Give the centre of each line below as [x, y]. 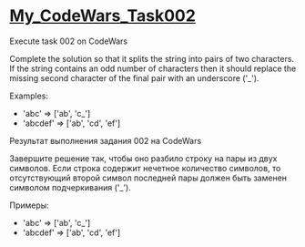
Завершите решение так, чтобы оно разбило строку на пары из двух [143, 158]
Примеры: [30, 205]
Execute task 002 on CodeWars [69, 41]
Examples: [29, 96]
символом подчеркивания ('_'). [71, 187]
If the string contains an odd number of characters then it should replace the [153, 68]
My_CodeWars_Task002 [102, 16]
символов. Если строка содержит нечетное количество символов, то [145, 168]
